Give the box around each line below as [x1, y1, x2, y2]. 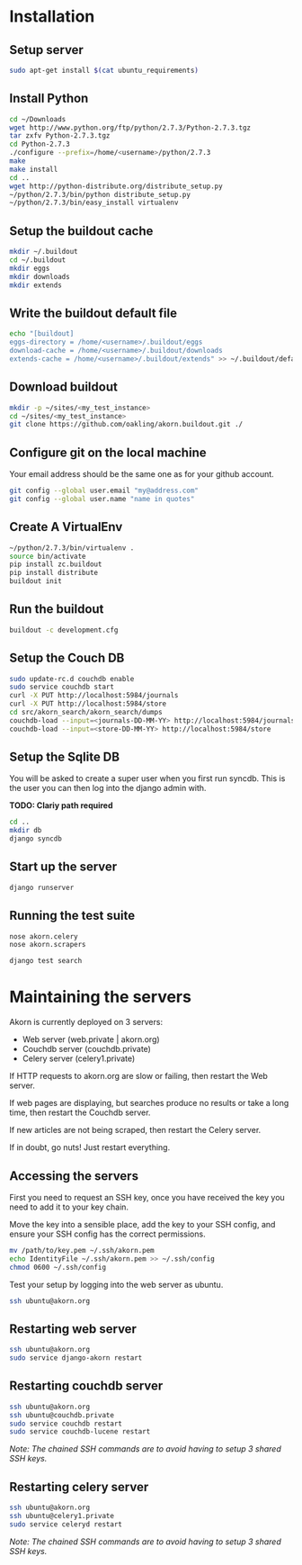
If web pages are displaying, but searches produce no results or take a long [9, 1098, 289, 1109]
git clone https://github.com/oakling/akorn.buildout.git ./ [9, 420, 244, 429]
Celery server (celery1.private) [22, 1053, 136, 1064]
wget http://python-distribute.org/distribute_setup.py [9, 182, 223, 191]
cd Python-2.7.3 [9, 139, 70, 149]
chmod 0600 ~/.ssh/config [9, 1263, 106, 1272]
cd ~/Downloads [9, 114, 67, 123]
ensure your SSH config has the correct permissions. [9, 1228, 206, 1239]
